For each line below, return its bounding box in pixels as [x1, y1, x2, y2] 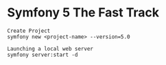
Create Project [7, 27, 51, 34]
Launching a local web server [7, 45, 94, 52]
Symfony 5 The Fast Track [7, 5, 160, 21]
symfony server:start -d [7, 51, 78, 58]
